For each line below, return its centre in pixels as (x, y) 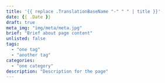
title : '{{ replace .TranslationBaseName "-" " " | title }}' (83, 11)
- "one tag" (26, 50)
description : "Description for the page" (57, 71)
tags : (13, 44)
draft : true (20, 22)
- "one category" (32, 66)
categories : (20, 60)
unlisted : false (26, 39)
